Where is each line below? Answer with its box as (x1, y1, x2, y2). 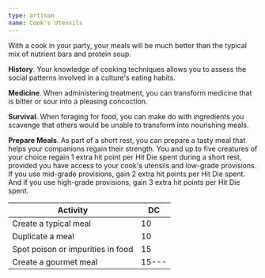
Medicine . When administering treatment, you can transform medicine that (8, 88, 252, 97)
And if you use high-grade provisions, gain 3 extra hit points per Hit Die (8, 177, 240, 186)
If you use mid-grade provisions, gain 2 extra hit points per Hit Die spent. (8, 169, 246, 178)
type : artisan (8, 11, 55, 20)
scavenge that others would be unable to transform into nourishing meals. (8, 120, 249, 130)
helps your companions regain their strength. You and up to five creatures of (8, 144, 258, 153)
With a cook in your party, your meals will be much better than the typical (8, 40, 248, 50)
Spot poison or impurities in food (12, 243, 134, 254)
